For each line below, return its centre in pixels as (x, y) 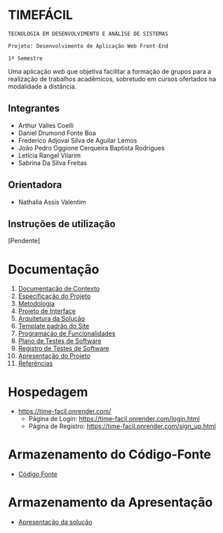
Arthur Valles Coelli (46, 125)
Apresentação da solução (55, 522)
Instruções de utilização (62, 224)
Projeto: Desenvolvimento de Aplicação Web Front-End (88, 46)
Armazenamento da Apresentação (110, 502)
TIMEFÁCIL (40, 15)
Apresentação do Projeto (54, 356)
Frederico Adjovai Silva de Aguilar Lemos (77, 140)
